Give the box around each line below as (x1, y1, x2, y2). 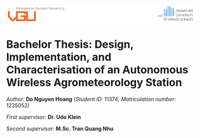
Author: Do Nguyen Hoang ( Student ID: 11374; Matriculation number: (6, 95, 176, 103)
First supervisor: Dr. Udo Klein (6, 113, 81, 121)
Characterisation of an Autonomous (6, 63, 189, 76)
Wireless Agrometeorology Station (6, 75, 183, 89)
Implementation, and (6, 50, 112, 64)
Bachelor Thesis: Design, (6, 38, 134, 51)
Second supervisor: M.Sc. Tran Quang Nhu (6, 125, 114, 132)
